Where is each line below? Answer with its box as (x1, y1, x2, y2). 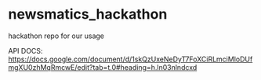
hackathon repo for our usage (8, 31, 104, 40)
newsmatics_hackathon (8, 5, 168, 23)
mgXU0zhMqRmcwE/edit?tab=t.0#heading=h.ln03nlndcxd (8, 62, 198, 71)
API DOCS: (8, 46, 43, 55)
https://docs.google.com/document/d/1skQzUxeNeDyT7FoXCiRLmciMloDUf (8, 54, 253, 64)
